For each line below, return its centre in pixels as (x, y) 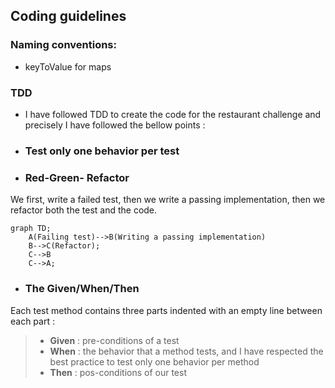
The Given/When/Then (82, 289)
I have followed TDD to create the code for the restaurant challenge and (173, 114)
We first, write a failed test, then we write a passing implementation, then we (168, 200)
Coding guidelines (68, 16)
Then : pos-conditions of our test (118, 372)
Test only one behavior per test (102, 151)
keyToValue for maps (68, 66)
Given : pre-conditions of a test (114, 340)
